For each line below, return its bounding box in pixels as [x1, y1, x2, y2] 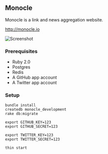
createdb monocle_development [5, 107, 67, 112]
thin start [5, 146, 27, 151]
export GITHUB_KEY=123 [5, 120, 51, 125]
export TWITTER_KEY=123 [5, 133, 54, 138]
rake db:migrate [5, 112, 38, 116]
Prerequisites [5, 48, 38, 55]
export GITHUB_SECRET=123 [5, 124, 58, 129]
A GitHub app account [12, 75, 57, 80]
